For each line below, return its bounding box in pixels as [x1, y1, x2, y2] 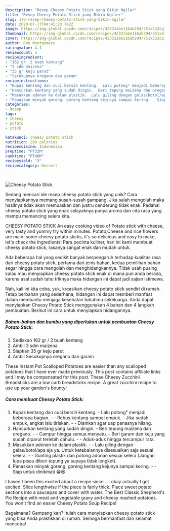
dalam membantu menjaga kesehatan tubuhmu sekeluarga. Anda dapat [5, 296, 154, 302]
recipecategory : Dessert [5, 163, 58, 168]
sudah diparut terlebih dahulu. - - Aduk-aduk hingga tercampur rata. [12, 436, 155, 442]
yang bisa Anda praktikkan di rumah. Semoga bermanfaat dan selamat [5, 515, 152, 521]
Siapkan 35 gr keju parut [12, 348, 64, 354]
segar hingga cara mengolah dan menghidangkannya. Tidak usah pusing [5, 265, 157, 271]
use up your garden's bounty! [5, 385, 67, 391]
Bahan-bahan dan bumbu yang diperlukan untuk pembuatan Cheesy [5, 319, 154, 325]
